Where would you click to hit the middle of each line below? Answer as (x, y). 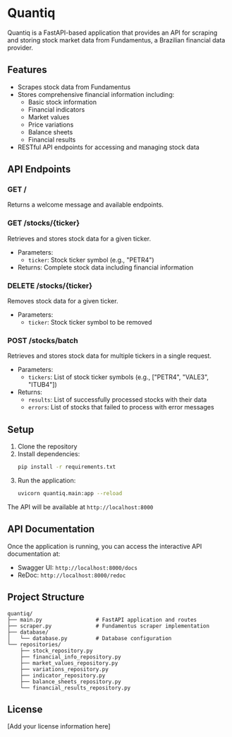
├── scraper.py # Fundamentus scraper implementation (109, 626)
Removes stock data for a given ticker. (63, 301)
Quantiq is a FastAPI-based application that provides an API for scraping (112, 33)
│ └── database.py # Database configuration (90, 638)
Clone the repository (47, 446)
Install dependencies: (49, 454)
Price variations (51, 124)
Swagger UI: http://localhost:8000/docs (77, 567)
